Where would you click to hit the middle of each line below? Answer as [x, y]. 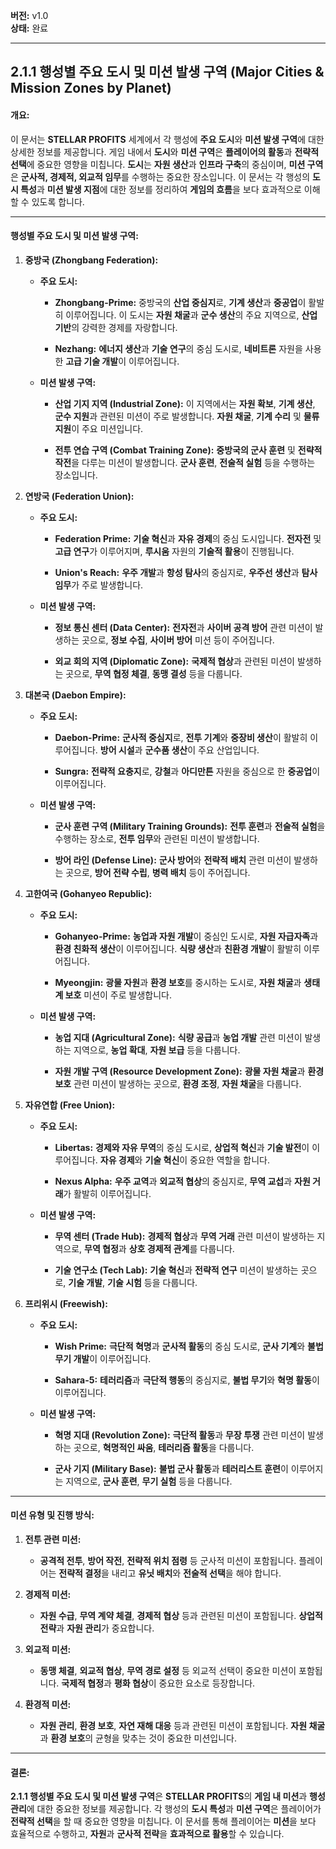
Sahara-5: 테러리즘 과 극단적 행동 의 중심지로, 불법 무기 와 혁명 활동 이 [187, 1380]
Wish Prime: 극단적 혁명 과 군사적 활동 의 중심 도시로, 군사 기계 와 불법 [189, 1346]
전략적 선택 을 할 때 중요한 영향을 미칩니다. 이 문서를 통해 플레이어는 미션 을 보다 [163, 1821]
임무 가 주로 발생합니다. [99, 585]
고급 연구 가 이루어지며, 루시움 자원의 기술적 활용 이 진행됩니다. [174, 551]
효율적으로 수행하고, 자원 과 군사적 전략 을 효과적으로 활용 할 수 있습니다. [147, 1834]
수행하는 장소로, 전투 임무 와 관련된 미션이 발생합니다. [157, 838]
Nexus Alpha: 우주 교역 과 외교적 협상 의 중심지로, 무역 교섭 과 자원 [182, 1181]
